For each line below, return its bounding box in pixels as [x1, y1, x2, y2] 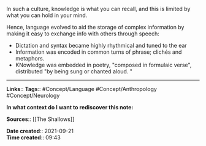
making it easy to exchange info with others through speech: [6, 30, 159, 37]
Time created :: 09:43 [6, 134, 61, 141]
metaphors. [15, 55, 45, 62]
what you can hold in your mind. [6, 12, 88, 19]
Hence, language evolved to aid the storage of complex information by [6, 24, 185, 31]
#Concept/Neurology [6, 92, 60, 99]
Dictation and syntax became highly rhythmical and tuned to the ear [15, 42, 187, 49]
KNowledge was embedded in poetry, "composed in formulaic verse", [15, 61, 192, 68]
